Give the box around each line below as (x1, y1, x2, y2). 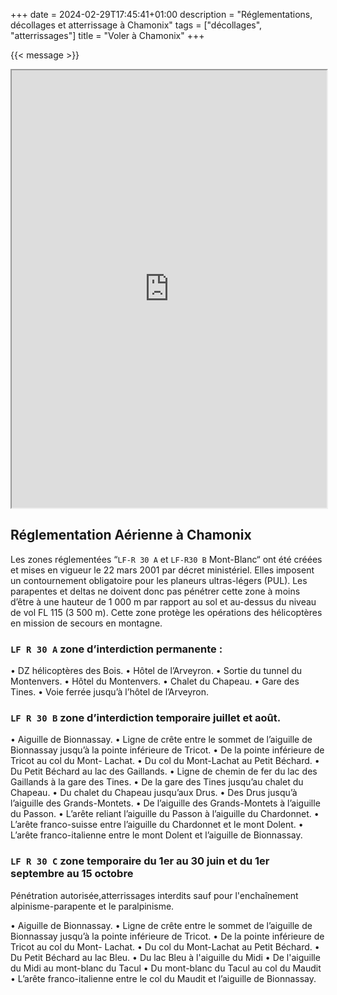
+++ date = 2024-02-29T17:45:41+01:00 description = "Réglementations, (10, 9, 313, 20)
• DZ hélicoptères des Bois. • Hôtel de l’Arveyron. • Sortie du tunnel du (10, 665, 303, 677)
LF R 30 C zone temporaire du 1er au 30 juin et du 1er (10, 854, 270, 868)
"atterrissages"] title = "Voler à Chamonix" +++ (10, 30, 205, 41)
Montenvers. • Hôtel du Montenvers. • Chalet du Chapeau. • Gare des (10, 675, 300, 688)
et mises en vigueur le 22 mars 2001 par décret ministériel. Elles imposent (10, 564, 315, 576)
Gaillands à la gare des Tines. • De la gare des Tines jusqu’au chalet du (10, 776, 304, 788)
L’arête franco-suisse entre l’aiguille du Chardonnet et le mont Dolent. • (10, 819, 304, 831)
